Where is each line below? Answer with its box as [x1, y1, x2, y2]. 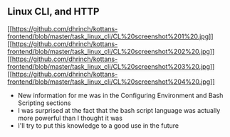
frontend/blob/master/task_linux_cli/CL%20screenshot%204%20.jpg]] [7, 77, 215, 86]
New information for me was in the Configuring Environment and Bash [17, 91, 224, 99]
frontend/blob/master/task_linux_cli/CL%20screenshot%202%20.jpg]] [7, 47, 215, 55]
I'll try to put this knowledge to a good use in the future [17, 121, 179, 130]
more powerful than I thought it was [17, 114, 123, 122]
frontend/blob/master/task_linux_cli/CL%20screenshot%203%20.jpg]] [7, 62, 215, 70]
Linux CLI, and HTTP [7, 6, 100, 18]
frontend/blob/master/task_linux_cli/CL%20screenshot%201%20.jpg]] [7, 32, 214, 40]
